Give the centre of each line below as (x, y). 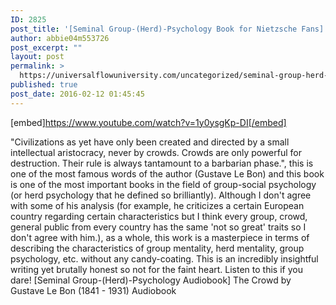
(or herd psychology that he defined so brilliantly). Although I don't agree (161, 195)
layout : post (37, 57)
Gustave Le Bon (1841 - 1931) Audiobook (93, 290)
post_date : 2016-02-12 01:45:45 (77, 94)
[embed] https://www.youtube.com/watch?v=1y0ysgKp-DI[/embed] (148, 122)
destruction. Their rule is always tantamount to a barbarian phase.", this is (162, 163)
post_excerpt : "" (46, 47)
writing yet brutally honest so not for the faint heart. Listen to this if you (156, 269)
